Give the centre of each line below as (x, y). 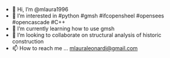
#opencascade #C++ (38, 22)
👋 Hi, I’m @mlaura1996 (40, 9)
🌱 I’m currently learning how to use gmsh (63, 28)
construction (28, 41)
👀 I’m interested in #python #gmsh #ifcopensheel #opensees (88, 16)
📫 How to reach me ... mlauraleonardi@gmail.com (75, 48)
